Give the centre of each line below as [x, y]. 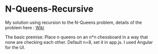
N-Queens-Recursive [49, 9]
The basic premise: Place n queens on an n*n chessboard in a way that [77, 37]
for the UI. [15, 47]
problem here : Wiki [25, 27]
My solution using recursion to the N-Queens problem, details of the [74, 22]
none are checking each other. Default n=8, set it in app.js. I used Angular [79, 42]
